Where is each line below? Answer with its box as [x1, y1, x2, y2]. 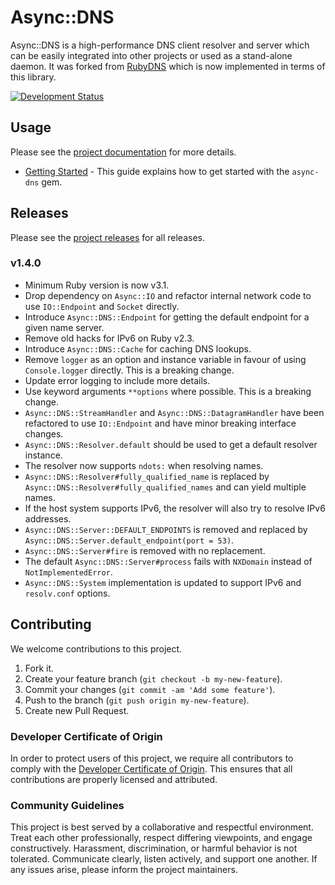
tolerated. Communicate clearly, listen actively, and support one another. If [10, 853, 318, 865]
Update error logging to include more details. [24, 374, 211, 386]
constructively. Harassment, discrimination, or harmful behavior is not [10, 842, 298, 855]
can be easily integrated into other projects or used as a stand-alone [10, 49, 293, 61]
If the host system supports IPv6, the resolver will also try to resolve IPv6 [24, 502, 326, 514]
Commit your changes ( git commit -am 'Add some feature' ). [24, 683, 276, 695]
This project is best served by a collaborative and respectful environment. [10, 821, 314, 833]
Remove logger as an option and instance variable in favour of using [24, 353, 307, 365]
